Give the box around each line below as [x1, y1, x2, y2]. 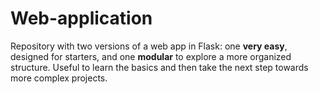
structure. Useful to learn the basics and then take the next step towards [10, 61, 309, 73]
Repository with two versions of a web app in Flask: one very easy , [10, 40, 288, 52]
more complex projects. [10, 72, 108, 84]
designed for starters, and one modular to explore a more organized [10, 50, 292, 62]
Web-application [10, 7, 153, 30]
